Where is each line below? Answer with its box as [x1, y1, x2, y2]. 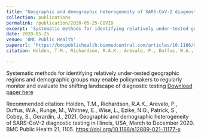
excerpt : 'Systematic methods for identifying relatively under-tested [6, 25, 188, 32]
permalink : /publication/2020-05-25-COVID [6, 20, 114, 26]
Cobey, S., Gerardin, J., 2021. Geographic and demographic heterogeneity [6, 113, 189, 120]
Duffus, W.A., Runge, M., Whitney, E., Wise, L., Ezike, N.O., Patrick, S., [6, 106, 178, 114]
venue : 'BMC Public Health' [6, 37, 77, 43]
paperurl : [6, 43, 31, 49]
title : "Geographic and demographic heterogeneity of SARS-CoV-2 [6, 8, 172, 15]
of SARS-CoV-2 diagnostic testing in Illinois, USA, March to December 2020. [6, 119, 194, 126]
